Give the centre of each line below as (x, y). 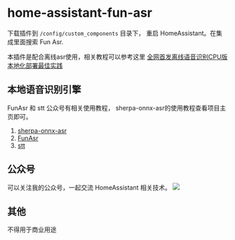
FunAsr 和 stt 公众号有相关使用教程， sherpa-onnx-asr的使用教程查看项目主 (117, 108)
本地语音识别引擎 (44, 90)
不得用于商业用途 (32, 230)
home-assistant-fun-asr (80, 13)
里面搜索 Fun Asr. (38, 42)
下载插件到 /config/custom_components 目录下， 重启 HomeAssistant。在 (112, 33)
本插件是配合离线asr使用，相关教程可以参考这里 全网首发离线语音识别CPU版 (117, 57)
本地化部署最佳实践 (35, 65)
